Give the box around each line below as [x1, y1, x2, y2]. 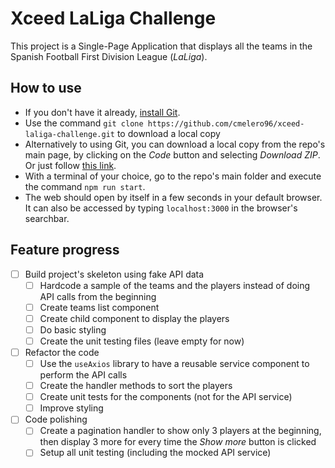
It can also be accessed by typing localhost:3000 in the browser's [24, 202, 298, 214]
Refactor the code [24, 346, 100, 358]
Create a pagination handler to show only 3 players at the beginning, [39, 425, 322, 437]
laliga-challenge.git [24, 129, 115, 139]
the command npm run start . [24, 180, 146, 192]
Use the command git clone [24, 117, 144, 129]
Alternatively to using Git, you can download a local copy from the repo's [24, 138, 326, 150]
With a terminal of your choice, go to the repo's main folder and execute [24, 170, 322, 182]
